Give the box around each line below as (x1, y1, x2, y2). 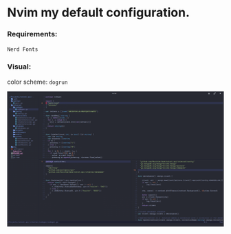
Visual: (7, 62, 32, 71)
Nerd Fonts (7, 46, 38, 53)
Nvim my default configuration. (7, 5, 190, 21)
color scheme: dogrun (7, 78, 68, 86)
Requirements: (7, 30, 58, 39)
